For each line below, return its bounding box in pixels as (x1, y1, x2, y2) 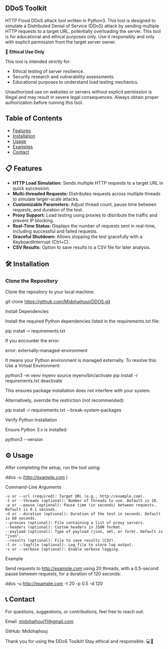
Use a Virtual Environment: (5, 363, 61, 369)
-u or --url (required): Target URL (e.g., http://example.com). (5, 494, 145, 499)
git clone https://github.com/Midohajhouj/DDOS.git (5, 299, 111, 305)
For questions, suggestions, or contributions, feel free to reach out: (5, 608, 144, 615)
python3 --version (5, 437, 43, 443)
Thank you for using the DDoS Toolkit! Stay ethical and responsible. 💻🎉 (5, 638, 154, 644)
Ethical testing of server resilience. (12, 68, 85, 74)
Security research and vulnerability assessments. (12, 73, 115, 80)
